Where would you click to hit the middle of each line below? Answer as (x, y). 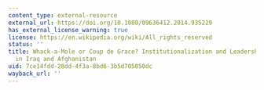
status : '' (26, 45)
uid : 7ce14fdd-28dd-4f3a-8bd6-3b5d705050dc (81, 67)
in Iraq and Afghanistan (56, 59)
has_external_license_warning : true (68, 30)
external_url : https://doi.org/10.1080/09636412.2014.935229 (110, 23)
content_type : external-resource (63, 15)
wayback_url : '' (35, 74)
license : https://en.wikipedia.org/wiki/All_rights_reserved (110, 37)
